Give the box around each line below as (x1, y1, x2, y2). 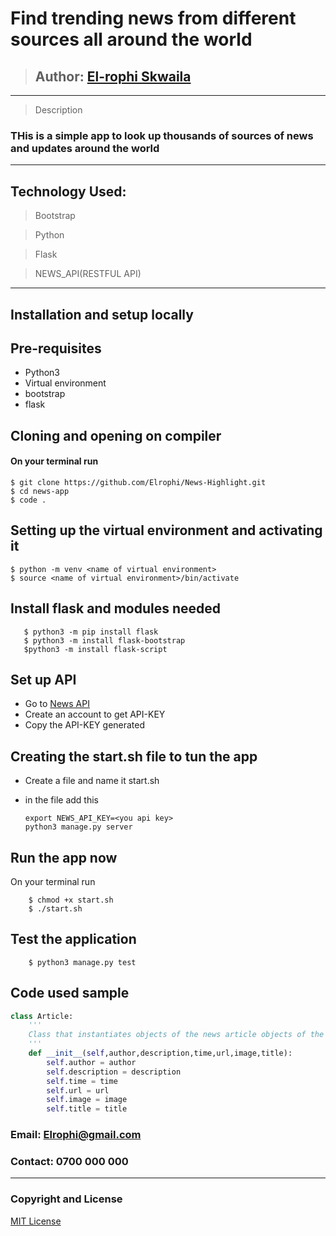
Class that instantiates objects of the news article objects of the (28, 1030, 325, 1040)
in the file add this (24, 794, 99, 806)
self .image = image (46, 1095, 128, 1105)
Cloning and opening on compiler (10, 427, 222, 444)
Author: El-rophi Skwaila (34, 68, 192, 85)
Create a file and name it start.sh (24, 775, 160, 787)
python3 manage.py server (24, 822, 133, 832)
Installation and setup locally (10, 306, 194, 323)
